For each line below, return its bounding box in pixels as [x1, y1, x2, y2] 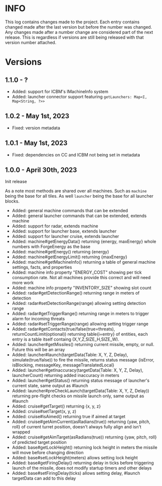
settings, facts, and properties [12, 265, 73, 270]
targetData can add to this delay [12, 475, 76, 481]
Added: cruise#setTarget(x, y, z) [12, 408, 76, 414]
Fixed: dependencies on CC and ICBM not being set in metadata [12, 152, 140, 157]
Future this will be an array [12, 347, 65, 353]
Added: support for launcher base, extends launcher [12, 228, 117, 234]
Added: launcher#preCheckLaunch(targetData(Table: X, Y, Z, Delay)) [12, 388, 149, 394]
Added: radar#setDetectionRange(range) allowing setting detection [12, 300, 146, 306]
